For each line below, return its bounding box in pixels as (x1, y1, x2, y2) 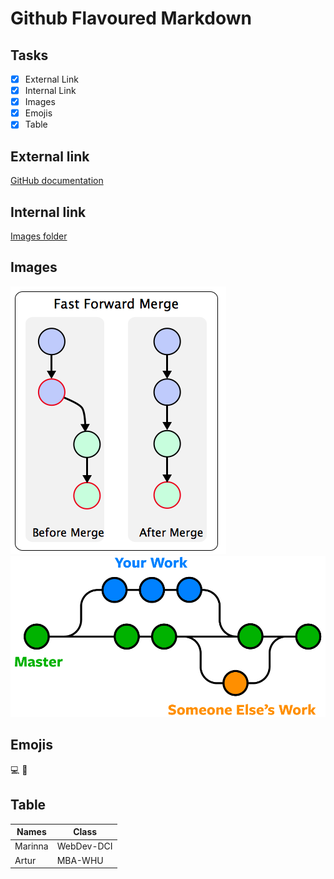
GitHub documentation (10, 175, 104, 187)
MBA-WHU (56, 854, 104, 866)
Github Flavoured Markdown (10, 7, 252, 30)
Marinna (14, 840, 49, 852)
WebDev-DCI (56, 840, 113, 852)
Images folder (10, 230, 68, 242)
